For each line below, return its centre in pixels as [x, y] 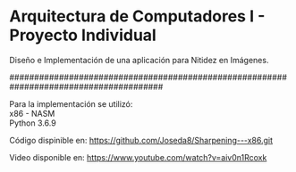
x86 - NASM [32, 113]
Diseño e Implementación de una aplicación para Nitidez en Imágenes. [139, 60]
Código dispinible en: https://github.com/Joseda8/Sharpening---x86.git [141, 140]
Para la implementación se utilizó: [71, 103]
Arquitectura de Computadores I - [137, 16]
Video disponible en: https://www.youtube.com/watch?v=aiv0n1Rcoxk [138, 157]
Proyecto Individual [83, 35]
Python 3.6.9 [33, 123]
